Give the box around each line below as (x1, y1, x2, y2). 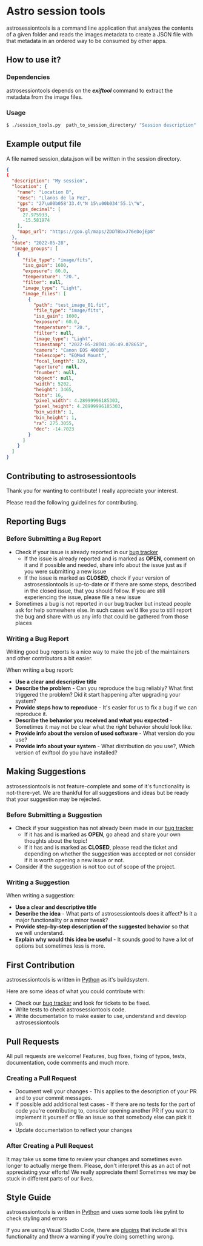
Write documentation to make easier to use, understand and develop (15, 1013, 187, 1020)
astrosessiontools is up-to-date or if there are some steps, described (24, 580, 197, 588)
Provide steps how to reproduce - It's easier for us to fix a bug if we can (15, 703, 198, 711)
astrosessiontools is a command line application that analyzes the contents (6, 24, 194, 32)
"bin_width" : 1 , (33, 409, 75, 415)
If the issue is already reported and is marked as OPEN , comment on (24, 555, 196, 562)
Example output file (6, 139, 82, 149)
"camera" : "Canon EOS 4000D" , (33, 347, 110, 353)
